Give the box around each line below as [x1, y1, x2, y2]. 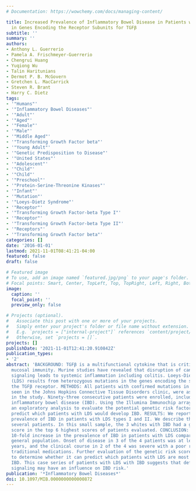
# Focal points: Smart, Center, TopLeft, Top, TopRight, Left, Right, [6, 280, 181, 286]
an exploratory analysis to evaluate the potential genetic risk [11, 405, 174, 411]
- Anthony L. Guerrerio [6, 46, 64, 53]
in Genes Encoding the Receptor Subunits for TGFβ [11, 25, 137, 30]
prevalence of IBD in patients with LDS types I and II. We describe [11, 416, 184, 422]
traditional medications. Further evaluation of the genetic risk [11, 449, 176, 455]
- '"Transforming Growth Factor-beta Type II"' [6, 221, 124, 227]
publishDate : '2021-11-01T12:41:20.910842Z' [6, 345, 116, 352]
